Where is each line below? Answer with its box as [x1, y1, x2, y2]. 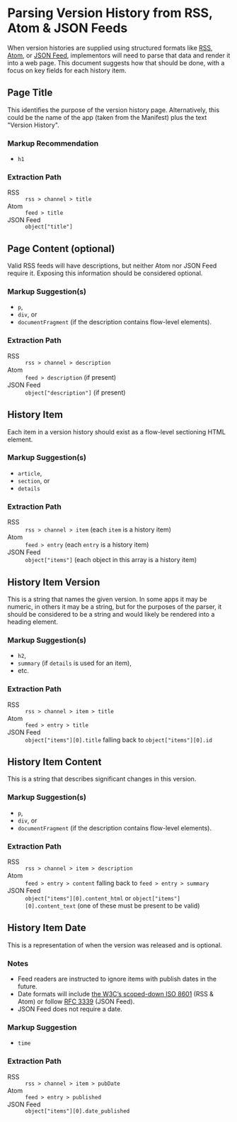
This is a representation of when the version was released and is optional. [7, 940, 223, 949]
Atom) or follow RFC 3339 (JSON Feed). [17, 997, 135, 1006]
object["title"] [25, 224, 73, 231]
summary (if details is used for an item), [17, 659, 132, 668]
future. [17, 982, 37, 991]
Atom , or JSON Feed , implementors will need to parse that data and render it [7, 51, 231, 60]
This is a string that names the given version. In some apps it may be [7, 595, 207, 603]
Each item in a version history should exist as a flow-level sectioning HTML [7, 427, 226, 436]
